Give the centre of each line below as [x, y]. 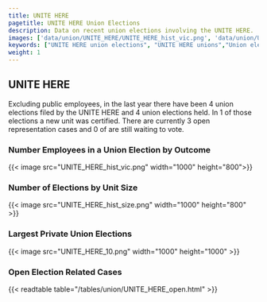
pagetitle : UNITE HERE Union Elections [74, 23]
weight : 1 [25, 52]
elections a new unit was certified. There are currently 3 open [109, 121]
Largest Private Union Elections [70, 234]
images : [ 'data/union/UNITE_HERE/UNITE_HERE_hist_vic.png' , [110, 38]
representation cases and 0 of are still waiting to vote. [96, 129]
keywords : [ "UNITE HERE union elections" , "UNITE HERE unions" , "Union [128, 45]
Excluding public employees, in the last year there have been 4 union [121, 103]
